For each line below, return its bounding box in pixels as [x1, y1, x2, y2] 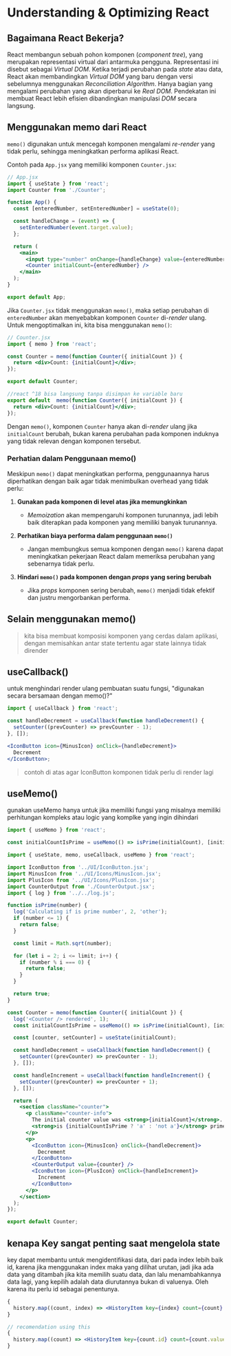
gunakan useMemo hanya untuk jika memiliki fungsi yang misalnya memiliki [7, 806, 221, 815]
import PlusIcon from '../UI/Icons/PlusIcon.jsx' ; [7, 876, 155, 883]
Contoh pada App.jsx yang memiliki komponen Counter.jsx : [7, 160, 177, 169]
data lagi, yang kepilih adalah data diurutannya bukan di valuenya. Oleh [7, 1278, 209, 1286]
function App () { [7, 199, 57, 206]
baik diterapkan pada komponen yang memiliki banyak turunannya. [27, 518, 218, 526]
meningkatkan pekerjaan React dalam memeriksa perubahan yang [27, 552, 215, 560]
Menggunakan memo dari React [7, 122, 147, 133]
